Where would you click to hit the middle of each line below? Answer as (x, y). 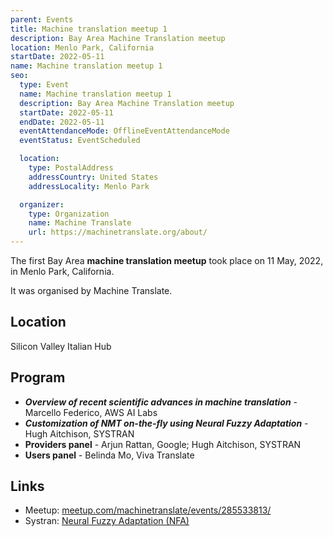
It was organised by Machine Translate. (91, 290)
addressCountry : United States (93, 177)
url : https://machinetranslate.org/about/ (118, 232)
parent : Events (42, 19)
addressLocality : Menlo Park (89, 186)
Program (38, 377)
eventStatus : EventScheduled (80, 141)
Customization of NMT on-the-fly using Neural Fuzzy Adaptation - (166, 423)
